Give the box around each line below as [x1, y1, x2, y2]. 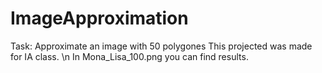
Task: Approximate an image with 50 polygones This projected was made [10, 40, 313, 52]
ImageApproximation [10, 7, 189, 30]
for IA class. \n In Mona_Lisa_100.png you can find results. [10, 50, 249, 62]
